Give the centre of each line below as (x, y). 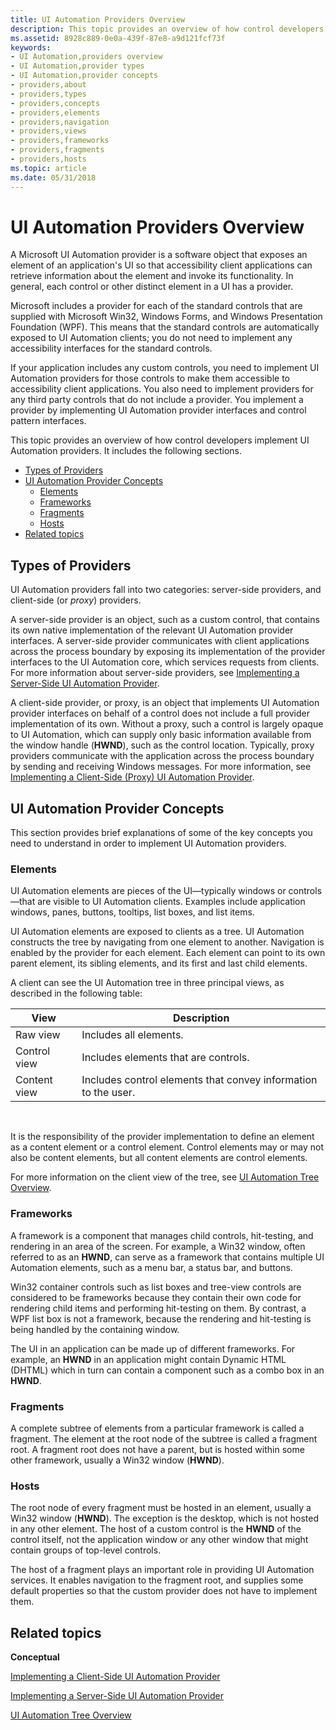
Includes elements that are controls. (165, 1058)
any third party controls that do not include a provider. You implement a (157, 400)
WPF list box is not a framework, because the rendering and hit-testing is (161, 1318)
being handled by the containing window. (95, 1329)
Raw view (38, 1035)
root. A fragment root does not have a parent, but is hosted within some (157, 1449)
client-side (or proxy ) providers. (76, 600)
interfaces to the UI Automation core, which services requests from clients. (165, 662)
